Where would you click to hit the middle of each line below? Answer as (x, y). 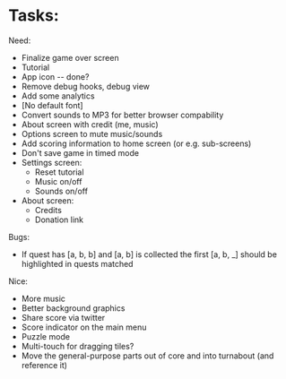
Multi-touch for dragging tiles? (78, 346)
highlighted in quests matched (77, 263)
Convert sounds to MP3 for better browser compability (122, 115)
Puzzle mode (46, 336)
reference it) (44, 365)
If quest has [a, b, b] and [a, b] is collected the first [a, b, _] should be (149, 254)
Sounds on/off (61, 191)
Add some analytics (58, 96)
